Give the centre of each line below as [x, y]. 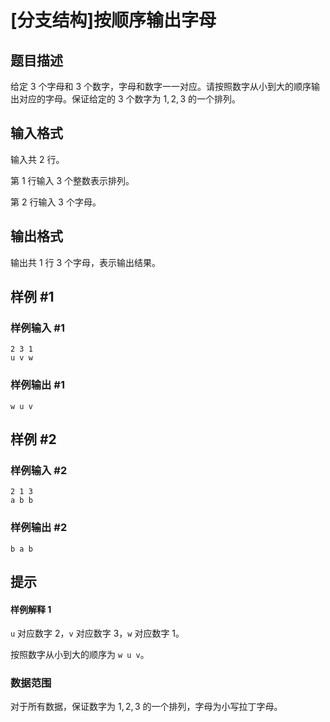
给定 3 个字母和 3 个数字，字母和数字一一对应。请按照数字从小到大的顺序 [161, 86]
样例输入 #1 [37, 328]
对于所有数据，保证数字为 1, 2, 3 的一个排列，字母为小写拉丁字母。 [146, 707]
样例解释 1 [31, 609]
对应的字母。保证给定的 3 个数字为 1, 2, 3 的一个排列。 [130, 99]
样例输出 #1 [37, 385]
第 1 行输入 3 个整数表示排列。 [72, 180]
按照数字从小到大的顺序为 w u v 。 [80, 655]
